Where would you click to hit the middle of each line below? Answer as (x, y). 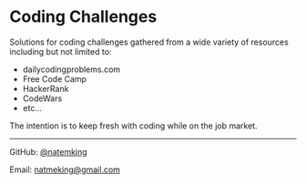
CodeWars (42, 98)
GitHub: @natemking (49, 151)
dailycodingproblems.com (71, 69)
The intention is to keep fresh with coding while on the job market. (133, 126)
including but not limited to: (61, 51)
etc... (32, 107)
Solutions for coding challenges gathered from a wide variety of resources (149, 42)
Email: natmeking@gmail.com (65, 169)
